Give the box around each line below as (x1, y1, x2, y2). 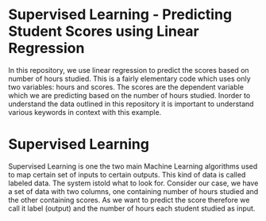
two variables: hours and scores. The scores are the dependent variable (8, 82, 245, 92)
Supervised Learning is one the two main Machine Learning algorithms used (8, 161, 258, 171)
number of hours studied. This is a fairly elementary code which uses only (8, 74, 252, 83)
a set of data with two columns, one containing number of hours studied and (8, 186, 259, 196)
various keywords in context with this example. (8, 107, 162, 116)
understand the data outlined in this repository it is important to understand (8, 99, 254, 109)
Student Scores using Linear (8, 22, 200, 40)
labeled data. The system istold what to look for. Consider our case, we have (8, 178, 259, 188)
